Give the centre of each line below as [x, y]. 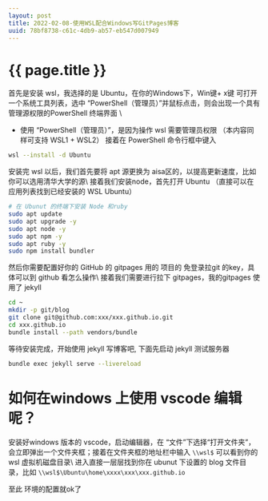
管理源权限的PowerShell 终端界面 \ [65, 113]
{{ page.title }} [58, 70]
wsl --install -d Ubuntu [50, 155]
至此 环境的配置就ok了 [45, 489]
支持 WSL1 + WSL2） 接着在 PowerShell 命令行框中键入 [125, 140]
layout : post [30, 16]
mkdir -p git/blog [39, 310]
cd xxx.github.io [37, 324]
